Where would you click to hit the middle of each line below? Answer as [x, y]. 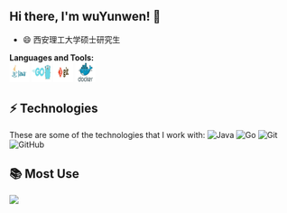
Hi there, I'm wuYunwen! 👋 [85, 17]
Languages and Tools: [52, 57]
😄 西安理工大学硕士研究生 [71, 39]
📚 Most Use [44, 174]
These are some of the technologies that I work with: [107, 134]
